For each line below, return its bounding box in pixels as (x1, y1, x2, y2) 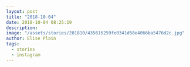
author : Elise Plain (6, 36, 57, 41)
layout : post (6, 8, 38, 15)
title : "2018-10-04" (6, 14, 57, 20)
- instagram (11, 52, 41, 58)
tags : (6, 41, 19, 47)
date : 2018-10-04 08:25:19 (6, 19, 72, 25)
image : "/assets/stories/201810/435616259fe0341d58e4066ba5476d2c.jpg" (6, 30, 185, 36)
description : (6, 24, 38, 31)
